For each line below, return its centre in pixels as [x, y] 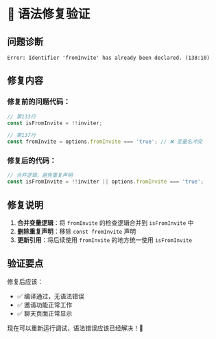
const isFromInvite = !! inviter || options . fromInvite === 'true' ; [106, 182]
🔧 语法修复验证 [49, 14]
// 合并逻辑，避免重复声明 [40, 175]
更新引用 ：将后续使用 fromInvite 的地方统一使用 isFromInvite [105, 240]
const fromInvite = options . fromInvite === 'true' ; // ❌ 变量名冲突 [105, 142]
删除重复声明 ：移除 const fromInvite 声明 [76, 232]
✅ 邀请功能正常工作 [45, 305]
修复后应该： [25, 281]
